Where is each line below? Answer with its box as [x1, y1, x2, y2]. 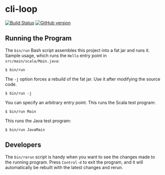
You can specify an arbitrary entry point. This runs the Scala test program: [5, 99, 156, 105]
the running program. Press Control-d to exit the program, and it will [5, 159, 143, 165]
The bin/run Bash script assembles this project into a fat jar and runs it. [5, 47, 150, 53]
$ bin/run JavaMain [5, 127, 45, 132]
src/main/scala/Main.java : [5, 58, 60, 64]
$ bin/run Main [5, 109, 36, 114]
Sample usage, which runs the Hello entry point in [5, 52, 107, 58]
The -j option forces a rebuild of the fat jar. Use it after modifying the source [5, 76, 161, 82]
